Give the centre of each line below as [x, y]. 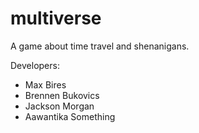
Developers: [35, 65]
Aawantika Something [70, 116]
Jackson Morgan [59, 106]
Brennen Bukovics [62, 95]
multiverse [56, 18]
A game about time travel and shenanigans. [100, 46]
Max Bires [45, 84]
